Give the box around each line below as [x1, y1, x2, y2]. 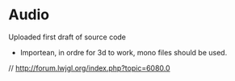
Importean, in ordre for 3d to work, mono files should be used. [19, 47, 228, 57]
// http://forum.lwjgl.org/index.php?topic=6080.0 [8, 63, 171, 73]
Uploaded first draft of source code [8, 32, 127, 42]
